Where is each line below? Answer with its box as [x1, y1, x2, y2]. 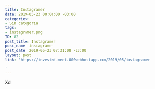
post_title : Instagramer [5, 39, 56, 44]
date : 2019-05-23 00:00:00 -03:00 [5, 12, 76, 17]
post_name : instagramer [5, 44, 54, 48]
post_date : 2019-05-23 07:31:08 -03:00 [5, 48, 87, 53]
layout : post [5, 52, 32, 58]
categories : [5, 16, 29, 21]
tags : [5, 25, 16, 30]
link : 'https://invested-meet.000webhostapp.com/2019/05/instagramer [5, 57, 151, 62]
